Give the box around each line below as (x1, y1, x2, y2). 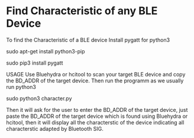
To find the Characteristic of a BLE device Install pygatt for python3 (6, 36, 170, 43)
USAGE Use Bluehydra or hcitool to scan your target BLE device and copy (6, 70, 186, 78)
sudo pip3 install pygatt (6, 59, 63, 66)
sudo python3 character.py (6, 95, 72, 102)
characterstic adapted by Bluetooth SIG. (6, 125, 104, 132)
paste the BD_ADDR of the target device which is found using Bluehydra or (6, 113, 188, 120)
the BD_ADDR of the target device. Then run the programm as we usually (6, 77, 184, 84)
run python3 (6, 83, 37, 90)
